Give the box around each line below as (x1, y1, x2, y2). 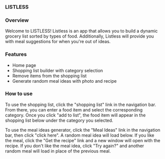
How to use (5, 90, 33, 97)
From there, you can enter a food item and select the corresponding (5, 106, 143, 112)
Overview (5, 16, 29, 23)
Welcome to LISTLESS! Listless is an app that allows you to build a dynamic (5, 28, 158, 34)
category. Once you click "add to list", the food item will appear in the (5, 112, 146, 118)
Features (5, 51, 27, 58)
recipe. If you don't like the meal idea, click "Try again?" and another (5, 143, 144, 149)
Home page (12, 62, 36, 68)
